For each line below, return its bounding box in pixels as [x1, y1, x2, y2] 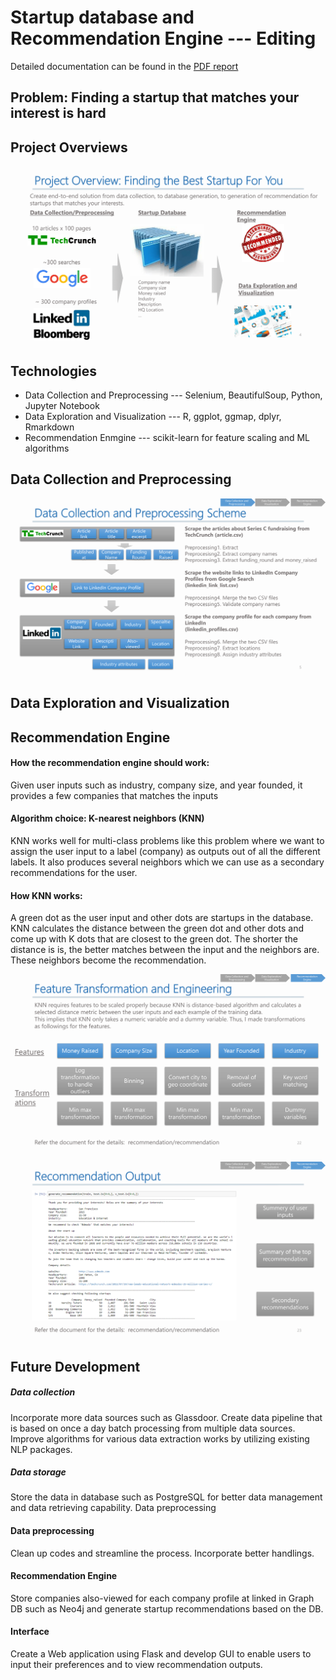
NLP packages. [10, 1443, 73, 1455]
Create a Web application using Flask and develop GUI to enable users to [10, 1648, 312, 1660]
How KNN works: [10, 889, 83, 901]
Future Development [10, 1358, 141, 1375]
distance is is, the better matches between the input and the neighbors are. [10, 944, 320, 956]
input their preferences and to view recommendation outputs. [10, 1659, 263, 1671]
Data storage [10, 1466, 67, 1478]
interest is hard [10, 105, 107, 122]
